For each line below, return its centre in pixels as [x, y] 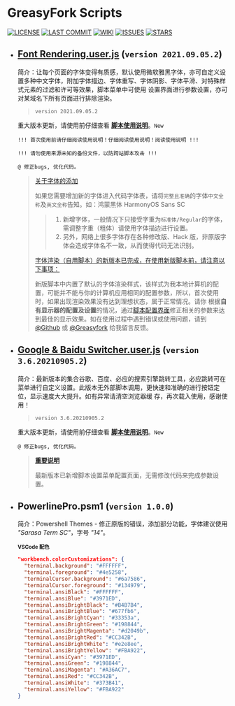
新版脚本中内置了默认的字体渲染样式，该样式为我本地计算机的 [124, 284]
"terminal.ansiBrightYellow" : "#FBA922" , [85, 650]
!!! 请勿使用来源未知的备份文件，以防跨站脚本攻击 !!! [87, 153]
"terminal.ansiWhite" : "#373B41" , [74, 683]
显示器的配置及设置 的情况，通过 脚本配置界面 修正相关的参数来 [130, 310]
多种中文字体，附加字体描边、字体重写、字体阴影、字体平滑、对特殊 [122, 80]
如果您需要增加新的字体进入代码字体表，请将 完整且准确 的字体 [121, 195]
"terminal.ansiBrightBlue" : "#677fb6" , [82, 612]
